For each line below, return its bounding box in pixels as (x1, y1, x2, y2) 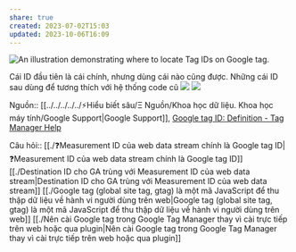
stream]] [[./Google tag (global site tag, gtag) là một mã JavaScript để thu (9, 185, 279, 197)
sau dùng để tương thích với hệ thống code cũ (9, 82, 179, 93)
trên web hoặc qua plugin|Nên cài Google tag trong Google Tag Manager (9, 223, 278, 234)
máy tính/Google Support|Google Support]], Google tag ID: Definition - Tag (9, 113, 284, 123)
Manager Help (9, 122, 62, 133)
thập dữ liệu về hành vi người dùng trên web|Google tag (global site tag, (9, 195, 274, 206)
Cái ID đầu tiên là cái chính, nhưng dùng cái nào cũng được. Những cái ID (9, 71, 279, 82)
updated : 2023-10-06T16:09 (9, 29, 110, 38)
